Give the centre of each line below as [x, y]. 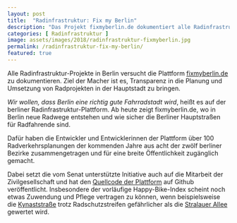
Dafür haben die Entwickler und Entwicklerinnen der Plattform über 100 [111, 138]
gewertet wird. [28, 212]
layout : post [26, 14]
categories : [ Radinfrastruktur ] [58, 34]
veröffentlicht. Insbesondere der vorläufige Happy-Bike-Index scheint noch [116, 189]
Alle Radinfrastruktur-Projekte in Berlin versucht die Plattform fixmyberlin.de [118, 73]
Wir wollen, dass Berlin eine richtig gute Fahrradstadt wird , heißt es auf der [117, 102]
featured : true [30, 54]
